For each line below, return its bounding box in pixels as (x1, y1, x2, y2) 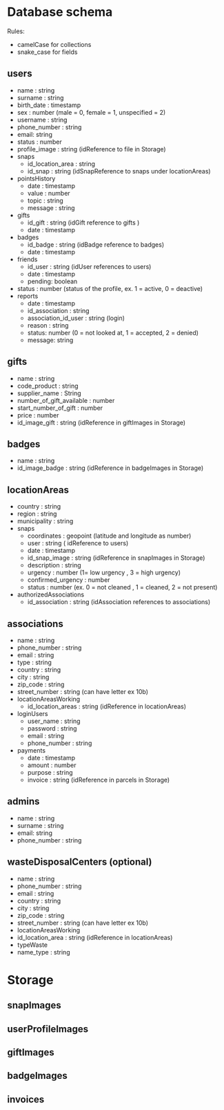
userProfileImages (7, 1023, 88, 1035)
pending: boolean (27, 277, 78, 285)
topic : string (27, 196, 63, 205)
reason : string (27, 321, 69, 329)
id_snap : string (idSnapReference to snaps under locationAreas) (27, 167, 212, 175)
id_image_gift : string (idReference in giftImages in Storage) (17, 418, 186, 426)
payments (17, 746, 46, 754)
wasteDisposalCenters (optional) (7, 856, 152, 868)
